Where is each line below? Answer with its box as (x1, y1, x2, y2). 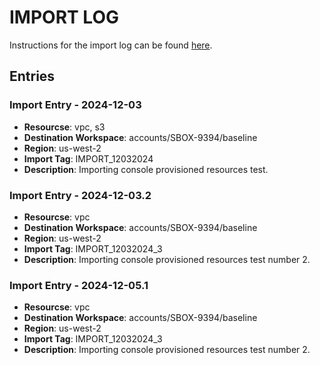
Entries (9, 68, 56, 85)
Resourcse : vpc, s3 (23, 121, 106, 133)
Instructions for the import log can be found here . (9, 39, 213, 51)
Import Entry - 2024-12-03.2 (9, 188, 152, 202)
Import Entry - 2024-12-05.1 (9, 278, 149, 292)
